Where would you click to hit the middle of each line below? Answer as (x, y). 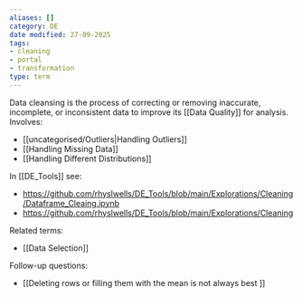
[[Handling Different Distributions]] (87, 158)
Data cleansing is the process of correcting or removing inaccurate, (135, 102)
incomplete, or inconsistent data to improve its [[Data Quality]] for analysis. (149, 112)
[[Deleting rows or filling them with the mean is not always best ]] (144, 283)
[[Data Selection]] (55, 248)
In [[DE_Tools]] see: (46, 176)
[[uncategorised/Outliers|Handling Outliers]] (104, 139)
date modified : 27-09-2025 (60, 34)
